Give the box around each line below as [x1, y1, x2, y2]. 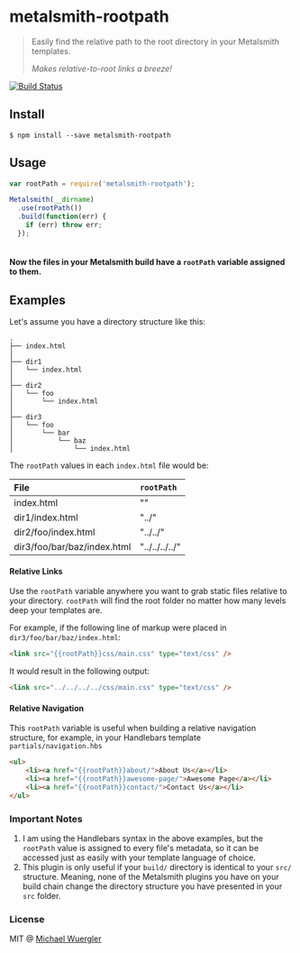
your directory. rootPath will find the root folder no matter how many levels [9, 595, 286, 606]
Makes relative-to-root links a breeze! [31, 63, 173, 74]
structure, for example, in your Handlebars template [9, 732, 201, 743]
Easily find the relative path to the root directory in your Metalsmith [31, 36, 279, 47]
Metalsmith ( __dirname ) [9, 196, 95, 205]
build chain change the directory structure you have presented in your [22, 881, 283, 892]
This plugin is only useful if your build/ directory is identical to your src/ [22, 861, 293, 872]
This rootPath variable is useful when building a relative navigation [9, 723, 257, 734]
